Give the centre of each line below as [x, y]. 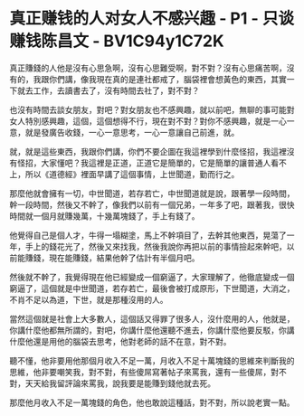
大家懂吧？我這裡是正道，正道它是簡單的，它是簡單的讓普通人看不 [163, 163]
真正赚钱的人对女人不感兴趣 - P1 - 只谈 [152, 19]
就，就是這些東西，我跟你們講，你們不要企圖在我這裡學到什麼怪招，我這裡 [148, 151]
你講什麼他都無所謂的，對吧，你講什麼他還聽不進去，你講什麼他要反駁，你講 [152, 330]
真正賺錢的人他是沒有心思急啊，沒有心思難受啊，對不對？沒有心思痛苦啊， [148, 68]
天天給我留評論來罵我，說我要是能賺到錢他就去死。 [120, 383]
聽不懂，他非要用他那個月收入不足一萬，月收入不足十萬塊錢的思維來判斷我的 [152, 360]
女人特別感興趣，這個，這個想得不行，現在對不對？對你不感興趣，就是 [140, 121]
